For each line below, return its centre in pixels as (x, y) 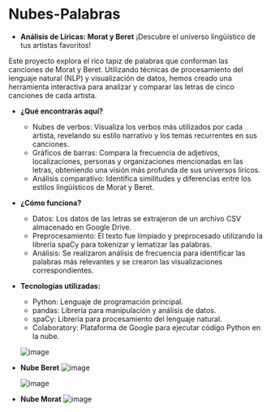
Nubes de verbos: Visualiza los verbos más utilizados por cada (138, 127)
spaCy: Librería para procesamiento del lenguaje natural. (127, 319)
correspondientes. (63, 270)
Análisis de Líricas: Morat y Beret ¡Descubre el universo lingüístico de (138, 36)
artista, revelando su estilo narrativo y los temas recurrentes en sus (145, 135)
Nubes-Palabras (65, 14)
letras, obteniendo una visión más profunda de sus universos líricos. (146, 170)
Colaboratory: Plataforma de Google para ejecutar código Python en (146, 327)
